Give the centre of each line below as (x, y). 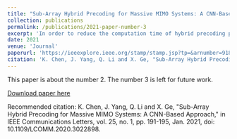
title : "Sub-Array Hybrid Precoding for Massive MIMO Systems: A (105, 14)
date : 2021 (23, 40)
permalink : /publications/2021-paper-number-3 (77, 27)
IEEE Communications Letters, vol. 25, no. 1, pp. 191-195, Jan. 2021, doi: (111, 121)
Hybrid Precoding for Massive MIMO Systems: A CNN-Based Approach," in (116, 114)
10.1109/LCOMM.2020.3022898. (54, 129)
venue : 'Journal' (33, 46)
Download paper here (39, 93)
